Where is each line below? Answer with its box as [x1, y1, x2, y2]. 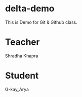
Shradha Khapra [5, 53, 39, 59]
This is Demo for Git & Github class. [5, 19, 78, 25]
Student [5, 70, 39, 81]
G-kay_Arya [5, 86, 29, 92]
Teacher [5, 36, 40, 48]
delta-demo [5, 3, 55, 14]
